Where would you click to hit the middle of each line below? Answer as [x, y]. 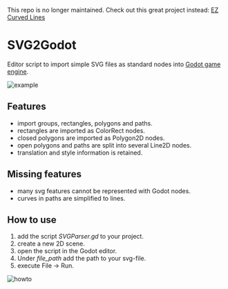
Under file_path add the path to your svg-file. [82, 259]
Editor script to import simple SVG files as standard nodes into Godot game [114, 64]
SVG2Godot [42, 45]
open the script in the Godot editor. [67, 251]
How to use [32, 220]
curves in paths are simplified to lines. [71, 198]
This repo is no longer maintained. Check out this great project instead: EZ [113, 10]
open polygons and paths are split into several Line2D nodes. [104, 145]
